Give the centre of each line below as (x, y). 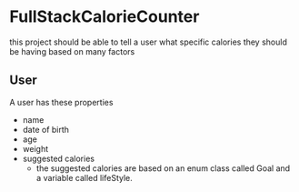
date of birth (46, 129)
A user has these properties (61, 102)
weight (35, 148)
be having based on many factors (72, 51)
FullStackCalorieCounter (105, 17)
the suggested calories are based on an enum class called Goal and (163, 168)
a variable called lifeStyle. (85, 177)
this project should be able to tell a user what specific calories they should (149, 42)
